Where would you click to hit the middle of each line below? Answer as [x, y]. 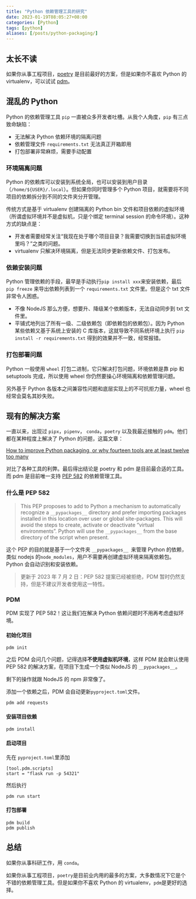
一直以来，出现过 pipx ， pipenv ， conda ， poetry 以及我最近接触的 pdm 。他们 [97, 431]
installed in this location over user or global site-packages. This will [102, 518]
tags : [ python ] [25, 28]
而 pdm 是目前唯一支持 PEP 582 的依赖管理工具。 [66, 476]
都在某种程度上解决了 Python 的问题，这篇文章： [65, 439]
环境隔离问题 [24, 168]
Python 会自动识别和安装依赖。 [44, 564]
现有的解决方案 [33, 416]
